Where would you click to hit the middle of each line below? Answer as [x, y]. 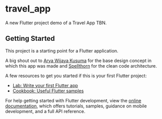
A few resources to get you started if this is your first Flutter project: [76, 76]
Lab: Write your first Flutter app [45, 85]
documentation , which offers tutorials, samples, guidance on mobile [76, 106]
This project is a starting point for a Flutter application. [62, 50]
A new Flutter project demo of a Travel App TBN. [56, 23]
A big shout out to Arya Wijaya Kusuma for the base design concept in [78, 61]
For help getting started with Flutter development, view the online [73, 100]
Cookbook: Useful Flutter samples [48, 91]
